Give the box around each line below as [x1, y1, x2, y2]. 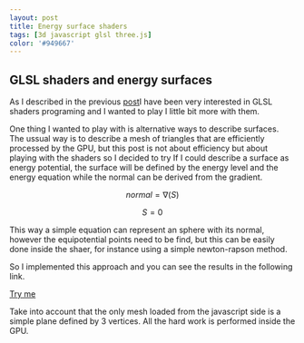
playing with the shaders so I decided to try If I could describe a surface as [9, 152, 289, 163]
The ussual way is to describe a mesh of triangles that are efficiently [9, 133, 265, 144]
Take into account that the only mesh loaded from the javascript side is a [9, 306, 281, 318]
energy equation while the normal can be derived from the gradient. [9, 171, 263, 182]
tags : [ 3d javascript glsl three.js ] [9, 30, 152, 39]
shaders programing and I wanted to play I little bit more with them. [9, 106, 260, 117]
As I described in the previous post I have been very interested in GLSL [9, 96, 273, 107]
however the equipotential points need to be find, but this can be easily [9, 234, 275, 245]
